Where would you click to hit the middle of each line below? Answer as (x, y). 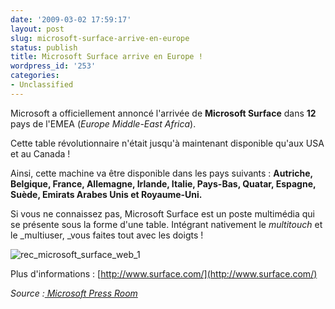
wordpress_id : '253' (53, 66)
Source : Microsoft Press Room (74, 293)
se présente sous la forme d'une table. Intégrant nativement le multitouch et (166, 224)
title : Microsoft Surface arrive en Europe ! (106, 57)
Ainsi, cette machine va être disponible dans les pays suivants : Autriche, (161, 173)
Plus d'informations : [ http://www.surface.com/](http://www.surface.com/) (164, 273)
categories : (35, 76)
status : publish (44, 47)
